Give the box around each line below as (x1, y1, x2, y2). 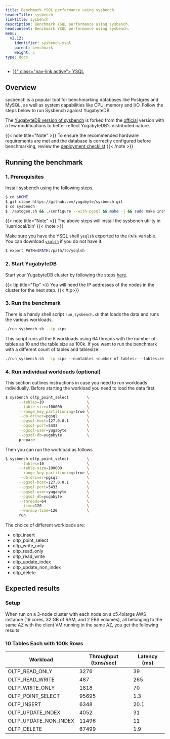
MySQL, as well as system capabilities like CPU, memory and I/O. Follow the (5, 102, 163, 108)
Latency (138, 653, 158, 660)
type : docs (5, 54, 28, 60)
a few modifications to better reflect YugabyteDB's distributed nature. (5, 123, 150, 129)
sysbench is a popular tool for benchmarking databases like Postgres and (5, 97, 158, 103)
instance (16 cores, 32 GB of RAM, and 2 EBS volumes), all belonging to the (5, 616, 162, 622)
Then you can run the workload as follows (5, 446, 93, 452)
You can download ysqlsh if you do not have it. (5, 238, 103, 244)
